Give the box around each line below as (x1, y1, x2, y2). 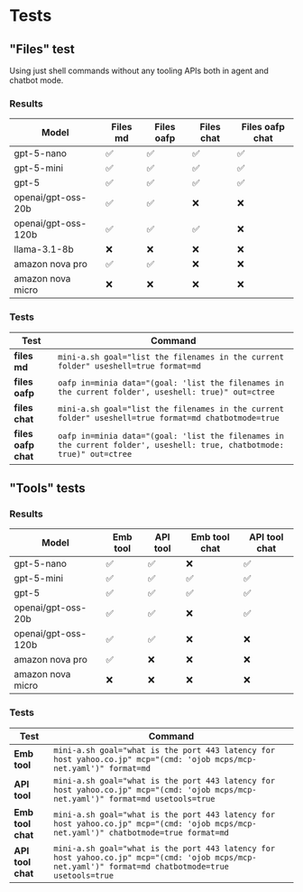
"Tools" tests (9, 480, 86, 496)
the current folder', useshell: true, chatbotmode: (57, 440, 284, 450)
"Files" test (9, 42, 75, 57)
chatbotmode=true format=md (108, 827, 230, 838)
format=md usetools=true (108, 794, 216, 804)
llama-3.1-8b (14, 243, 74, 256)
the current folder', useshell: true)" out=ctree (57, 386, 275, 397)
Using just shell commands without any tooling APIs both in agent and (9, 65, 269, 76)
